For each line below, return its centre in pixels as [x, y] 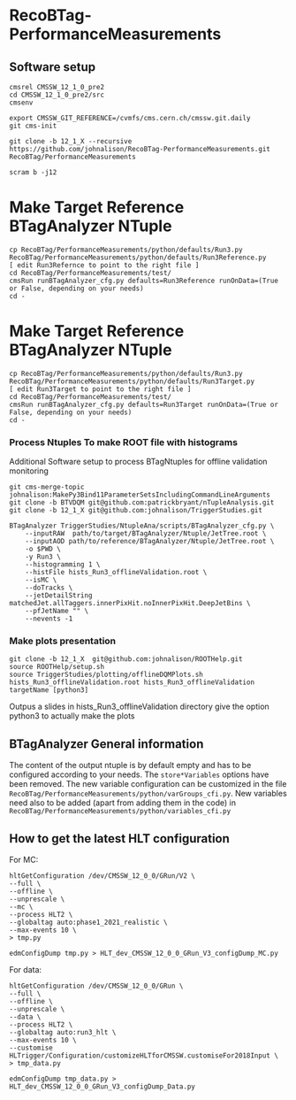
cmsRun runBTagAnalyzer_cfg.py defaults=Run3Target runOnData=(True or [144, 404]
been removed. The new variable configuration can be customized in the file [148, 784]
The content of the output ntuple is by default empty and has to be [130, 765]
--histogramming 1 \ [63, 565]
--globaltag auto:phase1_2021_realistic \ [88, 923]
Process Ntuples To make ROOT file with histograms [124, 442]
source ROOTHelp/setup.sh [57, 667]
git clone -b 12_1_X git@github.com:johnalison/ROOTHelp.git [126, 659]
